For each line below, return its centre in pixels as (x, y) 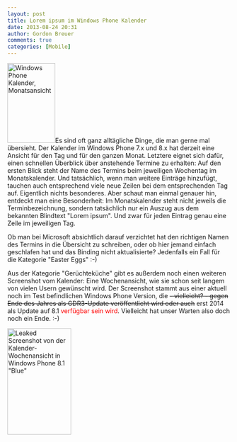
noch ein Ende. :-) (34, 318)
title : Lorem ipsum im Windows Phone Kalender (77, 21)
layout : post (27, 14)
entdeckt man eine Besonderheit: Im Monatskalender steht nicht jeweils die (117, 200)
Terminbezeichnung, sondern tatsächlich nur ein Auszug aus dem (103, 208)
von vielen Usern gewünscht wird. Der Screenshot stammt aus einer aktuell (117, 288)
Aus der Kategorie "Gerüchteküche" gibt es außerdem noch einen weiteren (117, 273)
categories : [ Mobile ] (39, 47)
